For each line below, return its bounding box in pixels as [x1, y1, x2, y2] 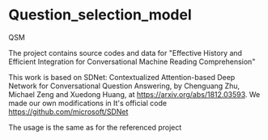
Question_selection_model [8, 6, 192, 24]
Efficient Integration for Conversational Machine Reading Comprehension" [8, 57, 256, 66]
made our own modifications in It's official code [8, 98, 168, 108]
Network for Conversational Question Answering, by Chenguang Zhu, [8, 81, 240, 91]
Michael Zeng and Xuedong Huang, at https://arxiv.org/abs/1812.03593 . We [8, 89, 261, 99]
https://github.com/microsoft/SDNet [8, 107, 129, 117]
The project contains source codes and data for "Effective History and [8, 48, 243, 57]
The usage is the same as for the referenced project [8, 122, 182, 132]
